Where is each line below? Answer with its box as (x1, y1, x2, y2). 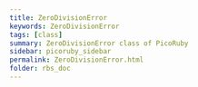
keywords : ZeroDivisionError (9, 22, 120, 31)
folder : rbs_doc (9, 64, 71, 73)
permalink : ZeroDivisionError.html (9, 55, 144, 64)
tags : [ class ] (9, 30, 64, 39)
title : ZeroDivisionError (9, 13, 107, 23)
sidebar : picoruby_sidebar (9, 47, 112, 56)
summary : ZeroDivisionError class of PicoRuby (9, 38, 189, 48)
